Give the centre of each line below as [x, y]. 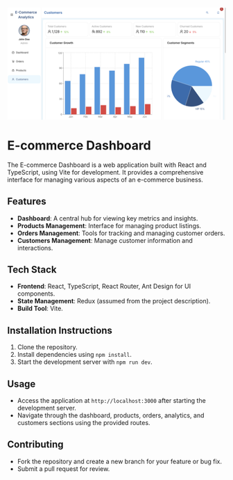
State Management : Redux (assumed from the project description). [114, 301]
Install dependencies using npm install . [74, 355]
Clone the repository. [47, 347]
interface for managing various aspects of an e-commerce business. [105, 179]
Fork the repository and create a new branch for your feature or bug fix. [119, 461]
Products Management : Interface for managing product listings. [109, 225]
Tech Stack [32, 270]
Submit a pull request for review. [63, 469]
